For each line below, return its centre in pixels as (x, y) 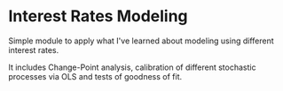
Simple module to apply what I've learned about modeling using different (141, 41)
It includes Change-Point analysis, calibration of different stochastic (132, 67)
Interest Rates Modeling (98, 16)
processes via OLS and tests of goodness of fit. (95, 76)
